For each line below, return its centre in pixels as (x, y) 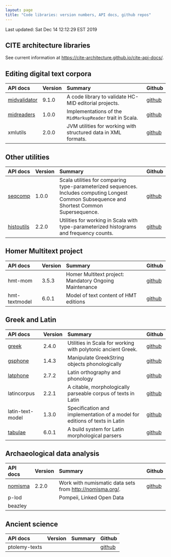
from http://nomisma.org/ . (90, 490)
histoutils (19, 226)
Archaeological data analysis (52, 454)
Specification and (88, 408)
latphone (18, 375)
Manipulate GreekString (96, 357)
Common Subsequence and (93, 199)
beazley (17, 506)
